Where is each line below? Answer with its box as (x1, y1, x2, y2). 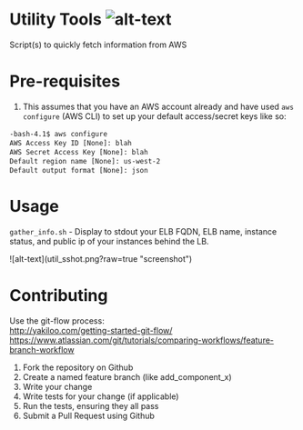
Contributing (9, 285, 108, 305)
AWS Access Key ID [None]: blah (9, 138, 132, 147)
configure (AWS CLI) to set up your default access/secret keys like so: (22, 110, 287, 122)
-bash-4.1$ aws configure (9, 129, 107, 138)
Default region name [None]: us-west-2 (9, 156, 161, 165)
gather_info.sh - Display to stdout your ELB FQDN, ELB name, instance (9, 225, 278, 236)
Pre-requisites (9, 71, 121, 92)
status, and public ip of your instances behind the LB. (9, 235, 209, 246)
